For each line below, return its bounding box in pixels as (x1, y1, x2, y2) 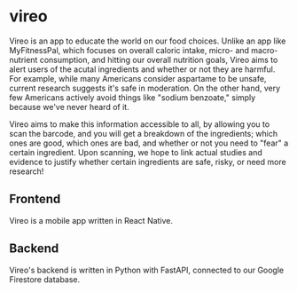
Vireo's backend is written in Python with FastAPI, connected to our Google (9, 264, 285, 275)
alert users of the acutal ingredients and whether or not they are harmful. (9, 64, 276, 75)
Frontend (9, 192, 61, 207)
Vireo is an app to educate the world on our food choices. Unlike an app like (9, 36, 286, 46)
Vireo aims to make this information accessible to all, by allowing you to (9, 118, 270, 130)
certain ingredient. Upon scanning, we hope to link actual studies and (9, 146, 263, 157)
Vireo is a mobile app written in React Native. (9, 215, 174, 225)
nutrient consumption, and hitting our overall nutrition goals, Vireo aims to (9, 54, 278, 65)
